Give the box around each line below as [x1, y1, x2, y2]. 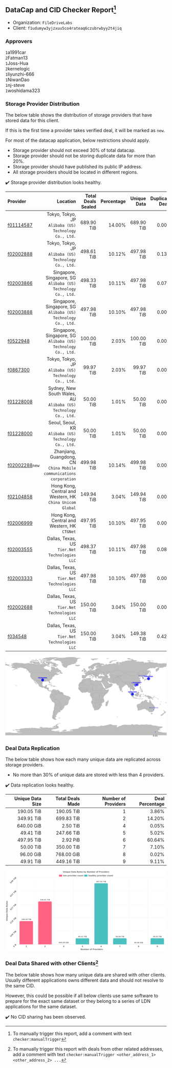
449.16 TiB [56, 858, 80, 865]
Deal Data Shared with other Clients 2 [5, 959, 99, 967]
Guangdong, [50, 454, 76, 460]
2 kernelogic [5, 66, 30, 72]
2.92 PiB [61, 837, 80, 843]
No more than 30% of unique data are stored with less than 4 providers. [12, 772, 165, 778]
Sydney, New [48, 385, 76, 391]
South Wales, [48, 390, 76, 397]
